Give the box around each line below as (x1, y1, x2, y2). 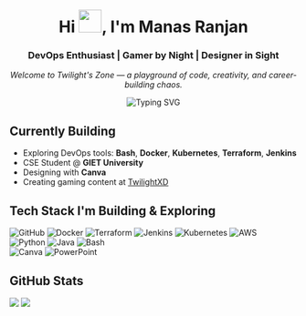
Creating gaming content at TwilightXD (22, 177, 169, 188)
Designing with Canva (22, 167, 107, 178)
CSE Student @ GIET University (22, 158, 144, 168)
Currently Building (9, 123, 116, 138)
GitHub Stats (9, 273, 84, 289)
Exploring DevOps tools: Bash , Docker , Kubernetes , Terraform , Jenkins (22, 148, 297, 158)
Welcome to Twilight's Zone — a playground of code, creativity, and (10, 69, 268, 81)
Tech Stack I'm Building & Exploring (9, 203, 216, 219)
